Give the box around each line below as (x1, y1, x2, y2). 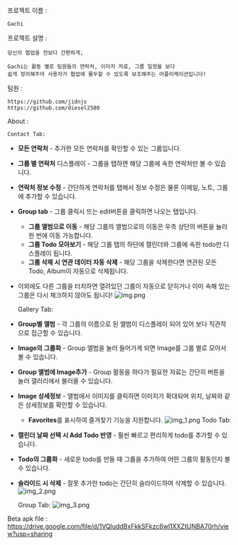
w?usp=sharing (7, 529, 53, 538)
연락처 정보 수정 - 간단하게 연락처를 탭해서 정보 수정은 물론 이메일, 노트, (17, 184, 215, 191)
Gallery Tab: (17, 305, 53, 313)
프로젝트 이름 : (7, 6, 48, 14)
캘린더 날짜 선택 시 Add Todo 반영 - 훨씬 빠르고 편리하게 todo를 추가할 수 (17, 431, 220, 439)
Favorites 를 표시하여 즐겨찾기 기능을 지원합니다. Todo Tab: (28, 416, 232, 424)
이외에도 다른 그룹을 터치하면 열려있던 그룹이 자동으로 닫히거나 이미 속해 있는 (17, 282, 231, 290)
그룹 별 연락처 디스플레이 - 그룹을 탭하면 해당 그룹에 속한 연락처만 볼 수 (17, 159, 213, 167)
